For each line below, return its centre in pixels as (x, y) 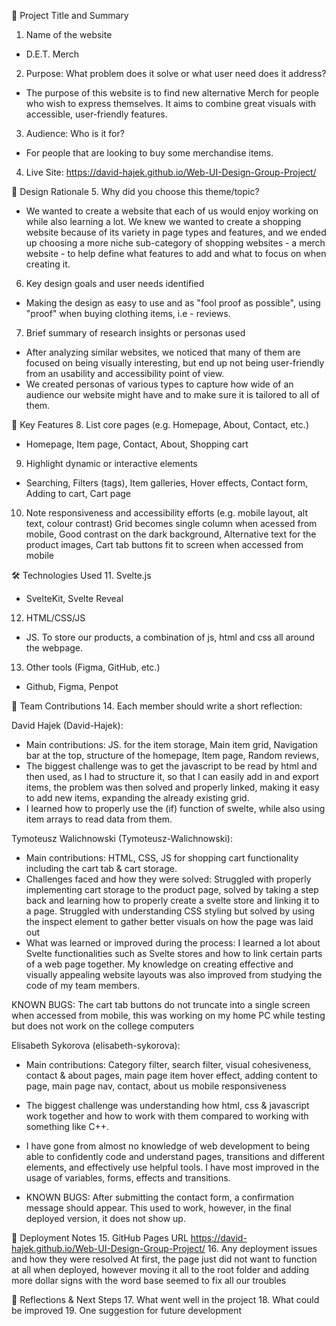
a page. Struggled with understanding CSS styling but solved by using (170, 911)
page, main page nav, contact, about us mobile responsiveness (156, 1086)
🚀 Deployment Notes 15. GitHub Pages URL (100, 1238)
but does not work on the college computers (103, 1026)
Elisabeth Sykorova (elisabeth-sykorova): (96, 1045)
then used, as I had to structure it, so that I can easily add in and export (172, 776)
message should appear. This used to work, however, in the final (158, 1208)
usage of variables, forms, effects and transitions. (128, 1178)
